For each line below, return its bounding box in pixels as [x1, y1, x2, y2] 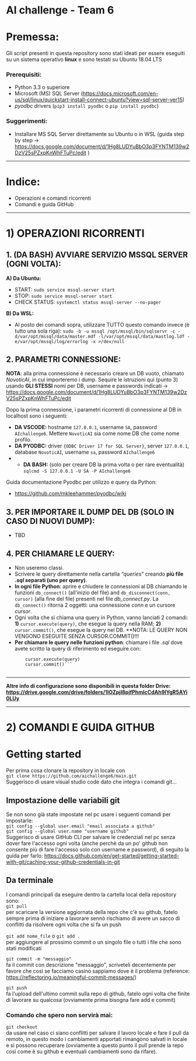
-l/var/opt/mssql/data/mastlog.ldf [98, 333, 185, 340]
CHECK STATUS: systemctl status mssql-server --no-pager [14, 298, 162, 305]
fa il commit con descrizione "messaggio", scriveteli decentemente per [6, 961, 176, 968]
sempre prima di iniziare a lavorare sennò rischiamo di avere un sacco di [6, 915, 180, 922]
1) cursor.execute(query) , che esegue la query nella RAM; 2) [14, 620, 162, 627]
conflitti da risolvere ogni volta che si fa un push [6, 920, 121, 928]
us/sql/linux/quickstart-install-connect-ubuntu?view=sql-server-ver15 [14, 96, 183, 103]
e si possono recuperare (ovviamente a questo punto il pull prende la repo [6, 1042, 184, 1049]
